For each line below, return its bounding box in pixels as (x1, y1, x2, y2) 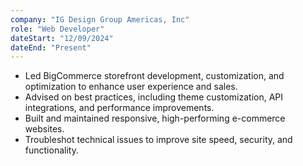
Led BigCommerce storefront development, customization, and (24, 70, 285, 82)
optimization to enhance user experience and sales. (24, 81, 238, 93)
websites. (24, 123, 65, 135)
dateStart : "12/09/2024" (10, 33, 114, 43)
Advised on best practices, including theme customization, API (24, 91, 284, 103)
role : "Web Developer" (10, 24, 105, 34)
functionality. (24, 144, 79, 156)
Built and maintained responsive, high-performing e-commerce (24, 112, 286, 125)
